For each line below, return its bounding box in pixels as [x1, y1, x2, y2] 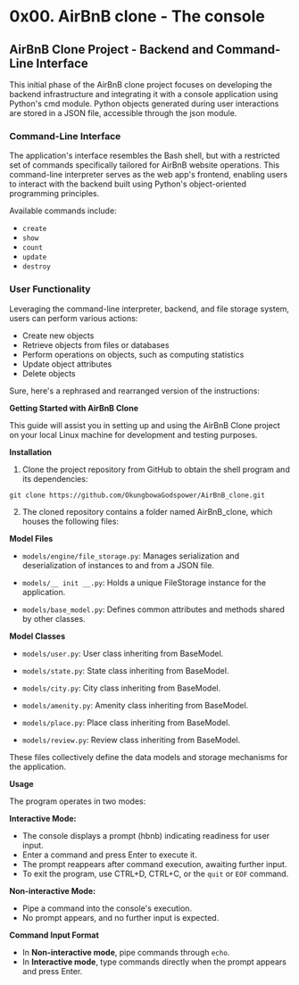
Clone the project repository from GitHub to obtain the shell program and [21, 464, 290, 475]
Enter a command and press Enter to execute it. [21, 849, 198, 860]
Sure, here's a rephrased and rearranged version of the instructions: [9, 385, 261, 396]
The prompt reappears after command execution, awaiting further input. [21, 858, 287, 869]
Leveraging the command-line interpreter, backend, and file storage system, [9, 303, 290, 314]
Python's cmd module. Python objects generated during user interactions [9, 98, 279, 109]
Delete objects [21, 368, 76, 378]
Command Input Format [9, 930, 100, 940]
